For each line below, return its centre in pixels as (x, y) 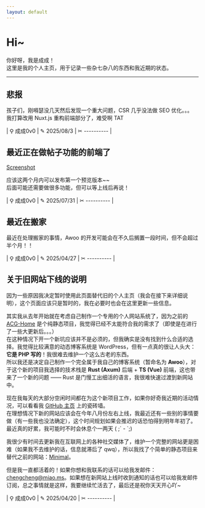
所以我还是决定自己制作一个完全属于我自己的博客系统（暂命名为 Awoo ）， (99, 362)
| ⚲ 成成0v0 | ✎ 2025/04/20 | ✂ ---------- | (61, 498)
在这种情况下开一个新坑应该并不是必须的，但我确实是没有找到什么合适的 (97, 339)
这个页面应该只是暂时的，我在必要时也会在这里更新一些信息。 (97, 303)
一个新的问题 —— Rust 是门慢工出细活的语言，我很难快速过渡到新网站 (105, 377)
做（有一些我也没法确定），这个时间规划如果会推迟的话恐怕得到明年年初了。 (101, 420)
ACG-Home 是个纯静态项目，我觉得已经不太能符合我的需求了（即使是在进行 (102, 323)
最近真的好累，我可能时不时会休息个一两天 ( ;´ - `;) (69, 428)
